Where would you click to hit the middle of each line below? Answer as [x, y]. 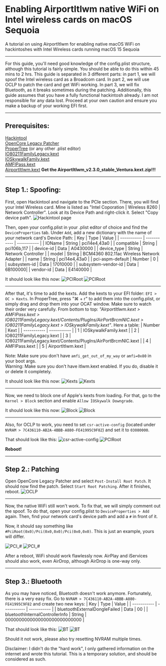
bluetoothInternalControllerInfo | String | [46, 614]
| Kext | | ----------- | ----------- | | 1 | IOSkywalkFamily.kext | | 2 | [72, 330]
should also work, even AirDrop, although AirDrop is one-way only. [73, 561]
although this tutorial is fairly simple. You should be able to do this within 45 [82, 68]
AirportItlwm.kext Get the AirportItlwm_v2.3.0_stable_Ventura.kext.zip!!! [81, 169]
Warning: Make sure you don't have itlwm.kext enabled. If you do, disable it [82, 366]
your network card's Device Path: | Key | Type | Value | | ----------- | [75, 238]
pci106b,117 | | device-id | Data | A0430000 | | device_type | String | [74, 248]
